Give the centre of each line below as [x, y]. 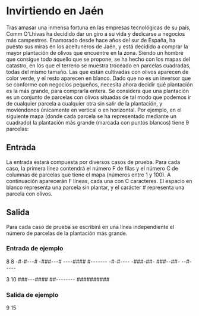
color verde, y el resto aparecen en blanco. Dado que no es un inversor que [99, 78]
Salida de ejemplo [32, 295]
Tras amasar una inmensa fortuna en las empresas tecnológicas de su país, [99, 27]
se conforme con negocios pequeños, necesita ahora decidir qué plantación [99, 84]
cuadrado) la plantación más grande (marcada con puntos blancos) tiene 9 [98, 122]
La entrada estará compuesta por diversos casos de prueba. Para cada [93, 162]
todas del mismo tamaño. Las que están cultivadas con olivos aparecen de [97, 72]
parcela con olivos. [29, 193]
